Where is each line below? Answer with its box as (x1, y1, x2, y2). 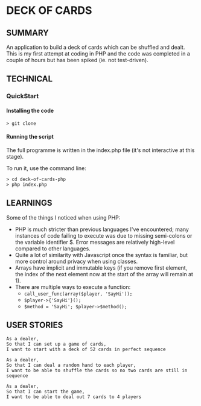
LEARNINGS (6, 198, 53, 208)
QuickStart (6, 92, 39, 100)
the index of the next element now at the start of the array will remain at (14, 270, 193, 278)
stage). (6, 153, 24, 160)
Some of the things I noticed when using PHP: (6, 214, 121, 221)
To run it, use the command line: (6, 164, 86, 172)
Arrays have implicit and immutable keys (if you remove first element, (14, 264, 188, 271)
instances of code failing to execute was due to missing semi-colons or (14, 232, 193, 239)
